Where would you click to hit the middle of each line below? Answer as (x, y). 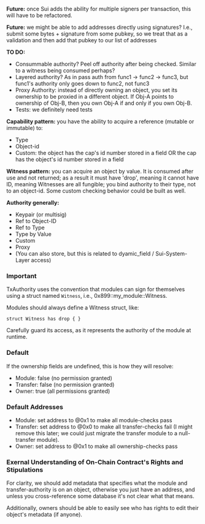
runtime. (17, 337)
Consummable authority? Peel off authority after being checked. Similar (106, 64)
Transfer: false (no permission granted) (65, 384)
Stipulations (25, 469)
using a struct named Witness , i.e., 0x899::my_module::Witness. (87, 296)
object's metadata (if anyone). (44, 515)
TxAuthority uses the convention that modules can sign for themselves (96, 289)
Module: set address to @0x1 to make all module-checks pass (94, 420)
